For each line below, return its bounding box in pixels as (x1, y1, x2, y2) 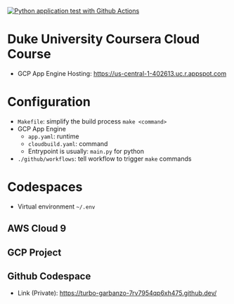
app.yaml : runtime (27, 132, 79, 140)
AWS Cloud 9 (7, 223, 67, 234)
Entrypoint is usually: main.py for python (27, 147, 144, 155)
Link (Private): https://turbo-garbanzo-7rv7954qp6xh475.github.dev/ (17, 289, 217, 298)
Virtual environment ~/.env (17, 202, 96, 211)
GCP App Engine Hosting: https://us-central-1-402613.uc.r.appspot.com (17, 69, 227, 77)
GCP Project (7, 246, 62, 258)
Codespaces (7, 179, 83, 195)
